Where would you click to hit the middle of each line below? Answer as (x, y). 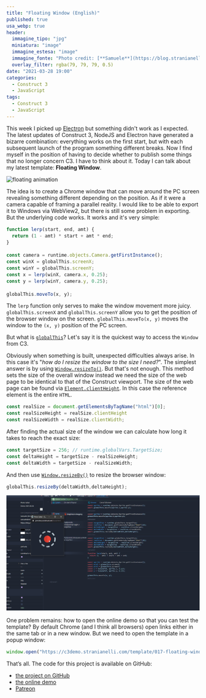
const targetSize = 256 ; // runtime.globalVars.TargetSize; (85, 450)
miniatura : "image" (37, 45)
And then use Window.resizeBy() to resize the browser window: (86, 475)
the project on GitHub (43, 676)
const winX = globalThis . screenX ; (51, 262)
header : (16, 33)
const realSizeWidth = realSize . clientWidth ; (65, 420)
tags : (13, 97)
